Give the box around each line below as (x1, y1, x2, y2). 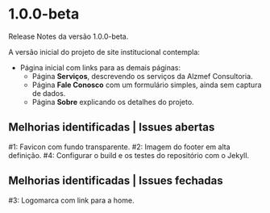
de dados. (31, 88, 66, 98)
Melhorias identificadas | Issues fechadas (8, 174, 223, 188)
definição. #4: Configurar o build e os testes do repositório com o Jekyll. (8, 150, 250, 160)
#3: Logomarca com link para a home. (8, 195, 135, 205)
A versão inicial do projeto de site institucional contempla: (8, 47, 200, 56)
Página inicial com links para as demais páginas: (19, 62, 181, 73)
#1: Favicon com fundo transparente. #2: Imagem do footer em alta (8, 142, 231, 152)
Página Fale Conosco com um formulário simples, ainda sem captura (31, 80, 262, 90)
